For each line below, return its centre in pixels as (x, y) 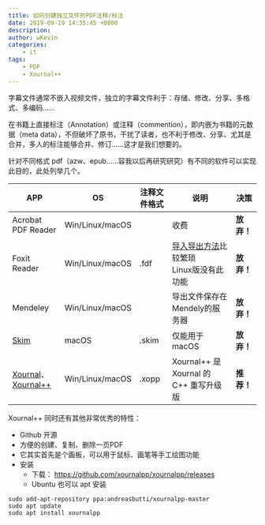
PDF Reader (34, 230)
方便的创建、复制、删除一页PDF (71, 444)
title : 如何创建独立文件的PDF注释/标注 (66, 15)
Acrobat (27, 219)
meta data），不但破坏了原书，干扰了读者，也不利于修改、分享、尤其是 (136, 134)
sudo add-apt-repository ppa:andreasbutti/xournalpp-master (109, 499)
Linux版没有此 (198, 269)
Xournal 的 (192, 373)
